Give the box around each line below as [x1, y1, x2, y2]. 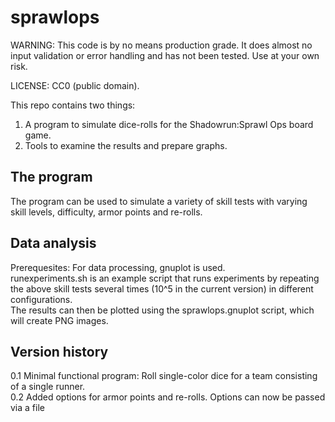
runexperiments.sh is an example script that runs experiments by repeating [10, 272, 320, 284]
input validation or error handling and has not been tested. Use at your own [10, 49, 320, 61]
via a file [10, 402, 45, 414]
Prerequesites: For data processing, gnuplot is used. [10, 261, 226, 273]
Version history [10, 343, 109, 360]
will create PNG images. [10, 314, 109, 326]
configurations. [10, 293, 73, 305]
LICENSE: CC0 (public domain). [10, 79, 140, 91]
